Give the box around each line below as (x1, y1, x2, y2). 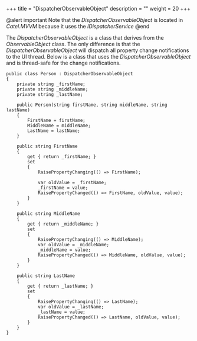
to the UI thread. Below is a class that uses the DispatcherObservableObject (6, 53, 191, 60)
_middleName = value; (37, 247, 91, 253)
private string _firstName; (17, 81, 86, 87)
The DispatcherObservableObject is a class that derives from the (6, 34, 164, 41)
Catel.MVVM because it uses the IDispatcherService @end (6, 23, 150, 30)
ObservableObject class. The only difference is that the (6, 41, 140, 47)
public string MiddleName (17, 211, 81, 217)
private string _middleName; (17, 86, 88, 92)
